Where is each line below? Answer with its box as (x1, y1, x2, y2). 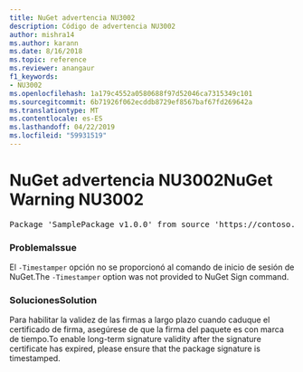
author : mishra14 (9, 30, 75, 39)
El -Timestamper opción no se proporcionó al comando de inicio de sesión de (9, 262, 295, 272)
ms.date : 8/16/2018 (9, 47, 83, 56)
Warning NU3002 (9, 189, 145, 210)
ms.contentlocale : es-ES (9, 114, 103, 123)
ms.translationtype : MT (9, 106, 99, 115)
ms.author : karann (9, 38, 79, 48)
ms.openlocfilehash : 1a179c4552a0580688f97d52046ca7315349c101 (9, 89, 253, 98)
